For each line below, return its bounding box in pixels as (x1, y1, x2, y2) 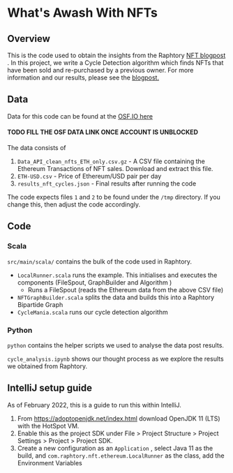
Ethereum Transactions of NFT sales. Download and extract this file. (17, 165, 213, 173)
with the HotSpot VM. (17, 421, 80, 430)
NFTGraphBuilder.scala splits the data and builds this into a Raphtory (17, 293, 215, 301)
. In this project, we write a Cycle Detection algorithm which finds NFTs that (7, 59, 224, 67)
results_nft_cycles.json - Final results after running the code (17, 179, 197, 188)
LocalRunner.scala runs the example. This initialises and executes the (17, 271, 218, 279)
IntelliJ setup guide (7, 382, 93, 394)
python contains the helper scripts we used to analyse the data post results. (7, 341, 225, 350)
